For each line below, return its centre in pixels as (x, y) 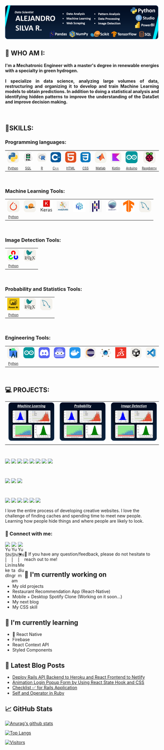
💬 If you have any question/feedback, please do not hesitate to (87, 554)
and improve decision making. (36, 102)
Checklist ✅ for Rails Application (45, 687)
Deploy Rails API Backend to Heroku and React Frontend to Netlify (79, 677)
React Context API (31, 645)
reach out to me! (41, 559)
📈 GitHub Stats (29, 709)
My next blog (25, 602)
